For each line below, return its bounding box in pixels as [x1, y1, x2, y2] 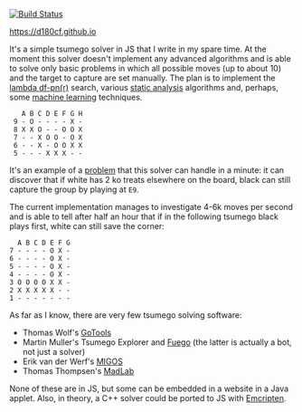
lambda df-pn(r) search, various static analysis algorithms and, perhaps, [9, 82, 278, 92]
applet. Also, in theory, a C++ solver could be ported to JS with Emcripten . [9, 393, 287, 403]
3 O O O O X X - [9, 278, 71, 287]
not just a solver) [22, 347, 86, 357]
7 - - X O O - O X [13, 133, 83, 142]
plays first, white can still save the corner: [9, 221, 165, 231]
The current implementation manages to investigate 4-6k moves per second [9, 202, 294, 212]
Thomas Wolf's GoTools [22, 327, 111, 338]
